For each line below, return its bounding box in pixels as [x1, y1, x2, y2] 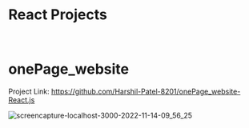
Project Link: [8, 86, 50, 96]
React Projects [8, 6, 108, 24]
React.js [8, 94, 35, 105]
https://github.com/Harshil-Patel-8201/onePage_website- [50, 86, 241, 96]
